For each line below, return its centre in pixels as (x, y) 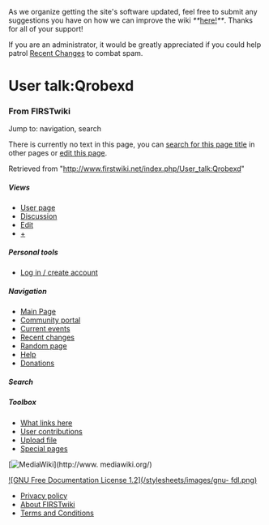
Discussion (38, 216)
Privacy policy (44, 495)
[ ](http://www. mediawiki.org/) (80, 464)
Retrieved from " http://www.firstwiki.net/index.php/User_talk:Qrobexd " (126, 169)
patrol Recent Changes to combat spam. (76, 53)
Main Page (38, 312)
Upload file (38, 440)
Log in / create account (59, 273)
